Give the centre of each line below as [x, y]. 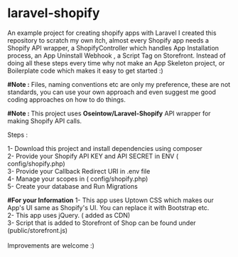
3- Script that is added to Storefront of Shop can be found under [102, 223]
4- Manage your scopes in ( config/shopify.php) [78, 179]
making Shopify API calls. [45, 121]
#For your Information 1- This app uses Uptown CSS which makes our [111, 200]
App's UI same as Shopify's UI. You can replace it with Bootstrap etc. [108, 207]
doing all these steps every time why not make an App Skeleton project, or [116, 63]
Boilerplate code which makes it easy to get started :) [85, 70]
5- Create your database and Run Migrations [73, 186]
